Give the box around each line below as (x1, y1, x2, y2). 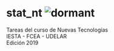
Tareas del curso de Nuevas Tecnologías (6, 26, 108, 33)
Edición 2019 (6, 39, 39, 46)
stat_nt (6, 6, 42, 20)
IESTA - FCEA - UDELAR (6, 32, 67, 39)
